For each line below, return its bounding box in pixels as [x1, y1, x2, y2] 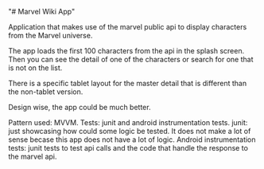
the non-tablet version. [8, 87, 83, 96]
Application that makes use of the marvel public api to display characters [8, 22, 247, 31]
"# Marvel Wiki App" [8, 7, 76, 16]
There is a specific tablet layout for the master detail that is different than [8, 79, 247, 88]
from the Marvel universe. [8, 31, 93, 40]
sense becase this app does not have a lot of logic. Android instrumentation [8, 135, 256, 144]
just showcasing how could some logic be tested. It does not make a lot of [8, 127, 251, 136]
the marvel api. [8, 151, 57, 161]
